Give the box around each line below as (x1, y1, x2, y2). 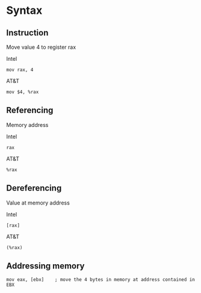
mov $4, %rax (6, 89, 39, 95)
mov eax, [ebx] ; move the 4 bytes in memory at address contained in (6, 277, 196, 283)
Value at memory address (6, 199, 70, 206)
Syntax (6, 4, 43, 17)
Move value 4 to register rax (6, 43, 76, 51)
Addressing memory (6, 261, 85, 271)
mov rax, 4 (6, 67, 34, 73)
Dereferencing (6, 183, 62, 193)
